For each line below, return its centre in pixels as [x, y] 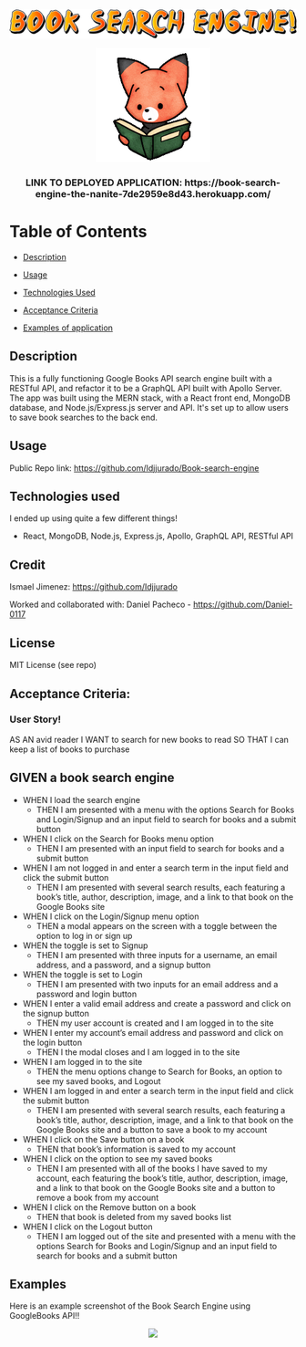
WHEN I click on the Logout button [87, 1227]
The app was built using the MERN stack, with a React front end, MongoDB [150, 398]
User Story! [36, 719]
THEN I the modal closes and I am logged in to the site [138, 1052]
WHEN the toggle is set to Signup [85, 945]
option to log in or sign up [84, 935]
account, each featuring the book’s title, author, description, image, [162, 1178]
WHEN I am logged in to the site [82, 1061]
